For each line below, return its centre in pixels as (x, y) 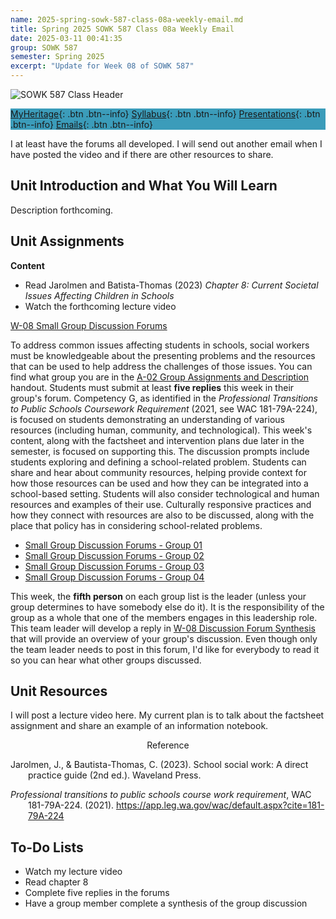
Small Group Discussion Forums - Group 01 (113, 545)
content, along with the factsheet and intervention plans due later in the (157, 440)
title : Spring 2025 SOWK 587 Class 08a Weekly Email (122, 29)
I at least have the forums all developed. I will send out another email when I (166, 144)
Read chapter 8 (56, 882)
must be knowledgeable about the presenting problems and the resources (163, 355)
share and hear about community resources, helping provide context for (158, 472)
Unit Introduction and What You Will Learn (144, 186)
